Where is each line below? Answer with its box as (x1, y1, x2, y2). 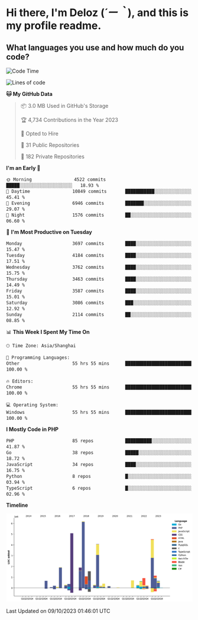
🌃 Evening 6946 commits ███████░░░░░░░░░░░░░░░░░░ (6, 200, 192, 206)
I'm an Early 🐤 (6, 165, 41, 171)
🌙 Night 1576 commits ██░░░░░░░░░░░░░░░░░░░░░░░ (6, 212, 192, 218)
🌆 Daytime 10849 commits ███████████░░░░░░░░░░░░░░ (6, 188, 192, 194)
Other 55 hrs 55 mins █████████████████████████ (6, 361, 192, 367)
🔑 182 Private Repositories (20, 153, 85, 160)
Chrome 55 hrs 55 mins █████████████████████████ (6, 384, 192, 390)
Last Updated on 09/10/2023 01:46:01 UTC (6, 607, 111, 614)
